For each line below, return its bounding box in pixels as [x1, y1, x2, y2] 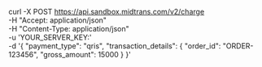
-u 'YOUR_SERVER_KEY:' [8, 32, 92, 42]
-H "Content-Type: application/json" [8, 24, 129, 33]
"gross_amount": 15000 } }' [40, 50, 132, 59]
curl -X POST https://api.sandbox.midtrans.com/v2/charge [8, 7, 205, 16]
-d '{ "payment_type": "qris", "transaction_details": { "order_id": [8, 41, 221, 51]
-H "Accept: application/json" [8, 15, 107, 25]
